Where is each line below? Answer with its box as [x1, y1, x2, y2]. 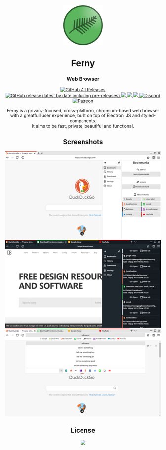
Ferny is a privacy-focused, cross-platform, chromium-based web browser [6, 108, 160, 113]
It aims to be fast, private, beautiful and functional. [32, 123, 134, 129]
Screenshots [63, 137, 103, 146]
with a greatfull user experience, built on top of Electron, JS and [10, 112, 140, 119]
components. [69, 118, 97, 124]
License [71, 426, 95, 435]
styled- [141, 112, 156, 119]
